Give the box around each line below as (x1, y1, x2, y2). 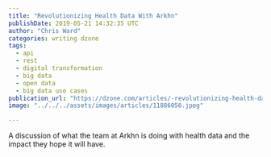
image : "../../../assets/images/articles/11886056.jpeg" (8, 101, 204, 109)
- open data (15, 79, 56, 87)
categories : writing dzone (8, 34, 99, 43)
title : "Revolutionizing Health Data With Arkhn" (8, 11, 179, 20)
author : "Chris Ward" (8, 27, 81, 35)
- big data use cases (15, 86, 89, 95)
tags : (8, 42, 27, 50)
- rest (15, 57, 38, 65)
